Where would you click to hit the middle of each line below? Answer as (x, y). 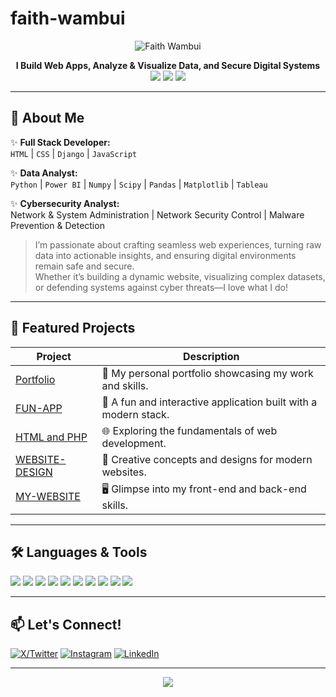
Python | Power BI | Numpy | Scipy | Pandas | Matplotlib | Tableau (139, 184)
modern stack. (135, 414)
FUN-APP (39, 408)
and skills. (125, 385)
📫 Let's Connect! (66, 624)
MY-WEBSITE (48, 497)
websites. (124, 472)
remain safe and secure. (84, 266)
